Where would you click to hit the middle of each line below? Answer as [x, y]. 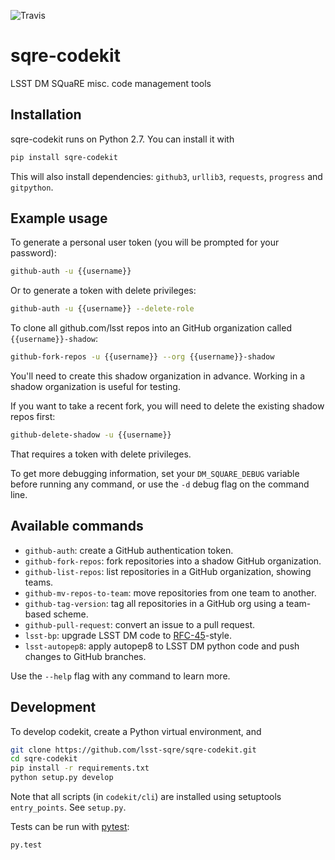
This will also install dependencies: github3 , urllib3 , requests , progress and [166, 176]
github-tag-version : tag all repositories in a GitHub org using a [154, 603]
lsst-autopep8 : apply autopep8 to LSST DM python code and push [162, 646]
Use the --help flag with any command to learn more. [120, 676]
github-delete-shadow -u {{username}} [91, 435]
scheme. [71, 614]
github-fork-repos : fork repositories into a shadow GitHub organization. [173, 561]
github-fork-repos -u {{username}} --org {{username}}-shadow [142, 357]
